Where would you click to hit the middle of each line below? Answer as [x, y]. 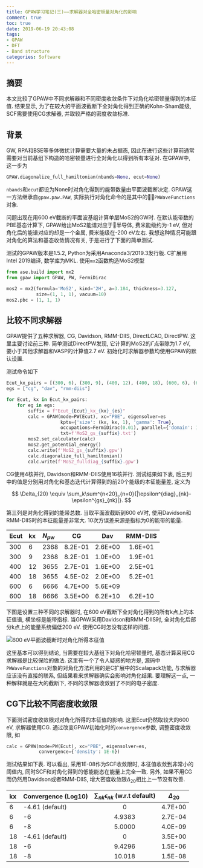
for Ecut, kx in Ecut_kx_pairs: [47, 400]
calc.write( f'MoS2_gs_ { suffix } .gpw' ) [75, 450]
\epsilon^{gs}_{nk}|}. [97, 500]
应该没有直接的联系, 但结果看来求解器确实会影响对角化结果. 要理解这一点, [97, 675]
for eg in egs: [36, 405]
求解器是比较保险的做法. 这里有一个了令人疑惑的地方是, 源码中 [83, 660]
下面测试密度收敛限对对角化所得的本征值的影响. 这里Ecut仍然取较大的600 [98, 720]
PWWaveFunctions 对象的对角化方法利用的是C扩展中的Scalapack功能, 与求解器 [101, 668]
